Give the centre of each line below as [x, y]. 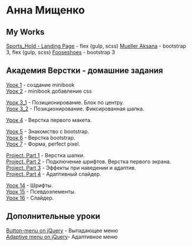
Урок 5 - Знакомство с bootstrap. [48, 131]
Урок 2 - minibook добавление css [49, 91]
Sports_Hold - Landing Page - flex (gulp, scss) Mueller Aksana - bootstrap [96, 46]
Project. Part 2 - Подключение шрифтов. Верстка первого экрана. [89, 161]
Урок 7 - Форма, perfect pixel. [43, 144]
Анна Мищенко [46, 10]
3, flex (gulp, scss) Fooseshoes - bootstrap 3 [61, 52]
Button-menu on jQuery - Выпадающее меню [62, 230]
